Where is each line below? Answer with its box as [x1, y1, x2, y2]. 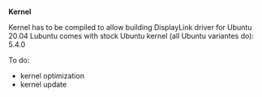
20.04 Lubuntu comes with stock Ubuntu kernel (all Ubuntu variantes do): [8, 32, 254, 40]
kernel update [19, 80, 67, 89]
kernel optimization [19, 71, 85, 80]
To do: [8, 56, 30, 65]
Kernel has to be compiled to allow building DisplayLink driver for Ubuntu [8, 23, 252, 32]
